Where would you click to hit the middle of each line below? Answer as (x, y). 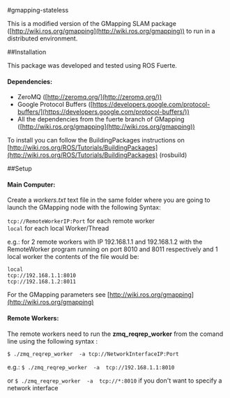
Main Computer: (31, 184)
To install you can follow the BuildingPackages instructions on (96, 140)
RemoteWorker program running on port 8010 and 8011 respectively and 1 (113, 249)
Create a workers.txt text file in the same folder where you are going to (109, 200)
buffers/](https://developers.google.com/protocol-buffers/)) (103, 112)
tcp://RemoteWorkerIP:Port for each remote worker (81, 221)
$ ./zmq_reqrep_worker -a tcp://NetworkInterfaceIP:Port (93, 354)
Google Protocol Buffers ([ (55, 105)
